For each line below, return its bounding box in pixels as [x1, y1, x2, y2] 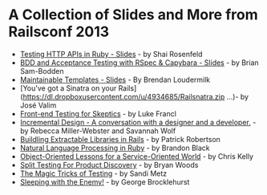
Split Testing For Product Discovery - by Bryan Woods [19, 160, 199, 169]
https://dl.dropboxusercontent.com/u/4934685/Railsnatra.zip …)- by [22, 91, 249, 101]
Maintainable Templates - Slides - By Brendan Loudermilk [19, 75, 211, 84]
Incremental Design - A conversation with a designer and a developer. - [19, 117, 257, 127]
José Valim [19, 100, 57, 110]
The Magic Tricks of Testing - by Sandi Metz [19, 169, 168, 178]
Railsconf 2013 [8, 22, 110, 41]
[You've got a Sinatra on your [19, 83, 117, 93]
